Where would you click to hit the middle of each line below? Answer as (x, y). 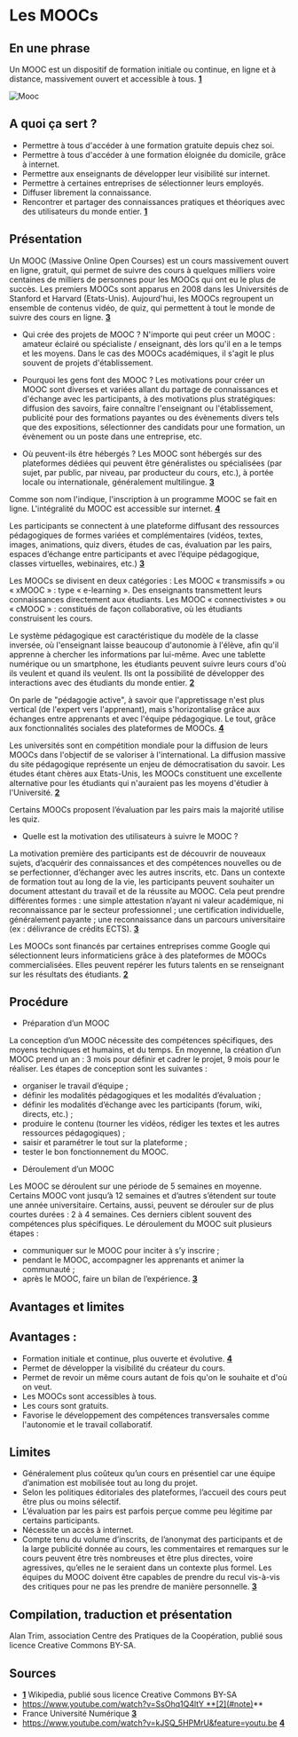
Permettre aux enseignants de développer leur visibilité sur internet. (146, 173)
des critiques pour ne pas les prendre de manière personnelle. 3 (139, 1587)
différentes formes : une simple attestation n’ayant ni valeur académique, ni (146, 900)
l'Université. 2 (35, 792)
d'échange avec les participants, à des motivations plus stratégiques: (149, 398)
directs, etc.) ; (47, 1114)
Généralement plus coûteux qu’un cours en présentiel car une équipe (149, 1474)
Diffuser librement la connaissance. (87, 193)
